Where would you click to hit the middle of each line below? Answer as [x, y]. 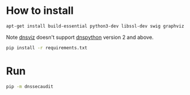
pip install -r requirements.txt [47, 47]
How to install [40, 11]
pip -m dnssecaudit [30, 86]
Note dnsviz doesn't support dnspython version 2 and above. [80, 37]
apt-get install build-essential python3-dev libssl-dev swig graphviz [95, 26]
